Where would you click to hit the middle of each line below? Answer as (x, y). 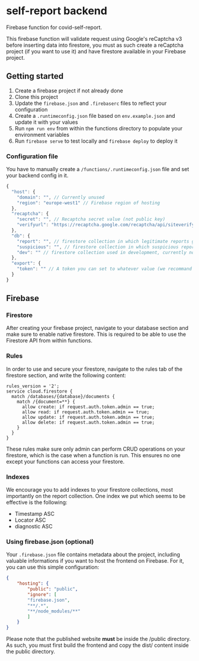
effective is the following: (37, 502)
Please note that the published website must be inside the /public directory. (99, 639)
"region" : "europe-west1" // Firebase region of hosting (89, 203)
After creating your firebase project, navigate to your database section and (97, 328)
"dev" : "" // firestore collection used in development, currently (102, 252)
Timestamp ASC (35, 514)
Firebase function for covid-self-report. (54, 27)
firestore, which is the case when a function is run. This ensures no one (93, 455)
